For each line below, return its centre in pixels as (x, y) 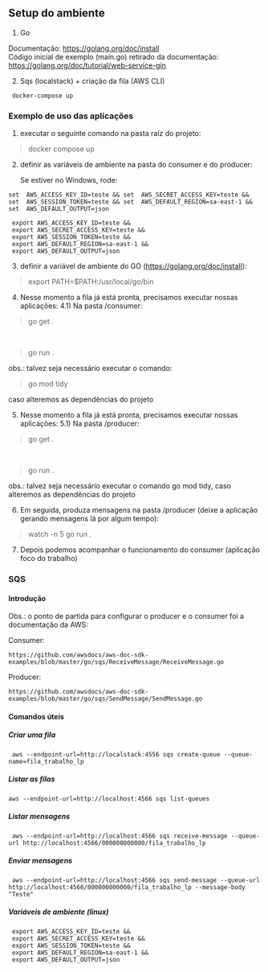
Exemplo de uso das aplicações (71, 116)
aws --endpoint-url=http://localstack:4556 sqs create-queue (116, 754)
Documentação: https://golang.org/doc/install (84, 48)
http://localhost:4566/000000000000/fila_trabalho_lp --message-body (127, 887)
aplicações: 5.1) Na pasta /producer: (79, 424)
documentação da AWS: (48, 625)
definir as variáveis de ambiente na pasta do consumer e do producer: (136, 165)
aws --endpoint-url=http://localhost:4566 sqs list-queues (109, 799)
